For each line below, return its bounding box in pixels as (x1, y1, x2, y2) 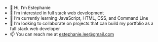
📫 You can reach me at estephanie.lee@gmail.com (9, 31, 115, 37)
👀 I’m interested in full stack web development (9, 10, 104, 16)
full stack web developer (9, 26, 60, 32)
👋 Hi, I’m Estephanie (9, 5, 51, 10)
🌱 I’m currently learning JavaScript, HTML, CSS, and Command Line (9, 15, 149, 21)
